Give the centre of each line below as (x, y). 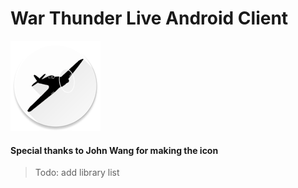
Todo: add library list (77, 173)
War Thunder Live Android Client (149, 18)
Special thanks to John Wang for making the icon (114, 150)
